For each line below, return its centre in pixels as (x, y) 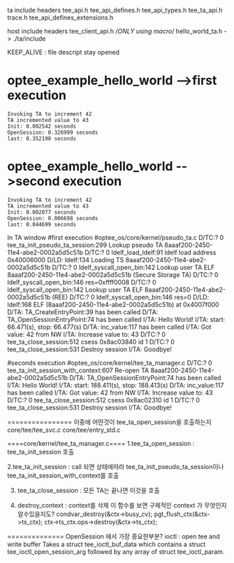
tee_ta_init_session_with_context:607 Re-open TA (78, 370)
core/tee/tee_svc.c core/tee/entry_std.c (64, 430)
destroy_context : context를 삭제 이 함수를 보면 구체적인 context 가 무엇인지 (122, 505)
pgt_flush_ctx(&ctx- (182, 514)
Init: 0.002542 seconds (42, 126)
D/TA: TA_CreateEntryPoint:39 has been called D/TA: (83, 312)
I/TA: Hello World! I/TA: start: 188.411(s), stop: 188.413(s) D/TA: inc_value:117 (116, 385)
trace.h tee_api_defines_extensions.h (60, 18)
